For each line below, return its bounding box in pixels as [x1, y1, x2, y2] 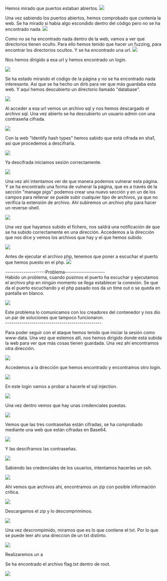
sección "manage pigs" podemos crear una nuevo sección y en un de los [5, 189, 156, 194]
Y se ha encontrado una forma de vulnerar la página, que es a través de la [5, 184, 158, 190]
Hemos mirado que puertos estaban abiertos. [5, 5, 99, 11]
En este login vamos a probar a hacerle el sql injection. [5, 384, 118, 389]
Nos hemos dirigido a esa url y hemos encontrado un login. [5, 57, 127, 62]
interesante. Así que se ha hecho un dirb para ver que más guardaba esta [5, 81, 156, 87]
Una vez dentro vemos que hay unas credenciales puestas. [5, 402, 127, 408]
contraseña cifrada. [5, 116, 46, 122]
